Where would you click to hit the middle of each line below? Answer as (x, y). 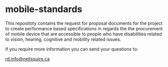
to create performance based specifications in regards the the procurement (84, 28)
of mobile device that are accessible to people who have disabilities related (83, 34)
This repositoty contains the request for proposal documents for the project (84, 23)
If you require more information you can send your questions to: (72, 49)
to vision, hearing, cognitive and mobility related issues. (63, 39)
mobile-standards (44, 9)
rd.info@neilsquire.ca (28, 58)
